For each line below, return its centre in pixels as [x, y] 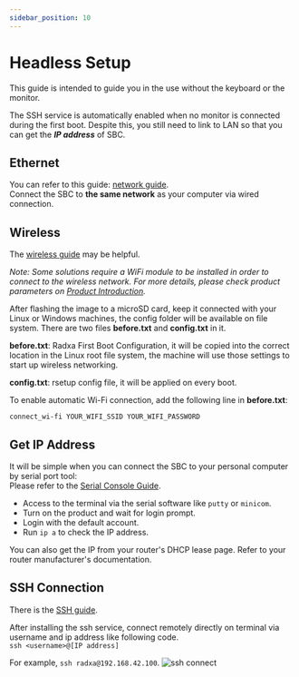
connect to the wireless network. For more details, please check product [145, 281]
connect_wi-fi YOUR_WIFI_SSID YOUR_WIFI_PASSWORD [105, 417]
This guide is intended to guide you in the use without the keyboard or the [147, 88]
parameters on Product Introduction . [78, 291]
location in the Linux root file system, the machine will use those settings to [149, 356]
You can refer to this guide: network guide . [89, 185]
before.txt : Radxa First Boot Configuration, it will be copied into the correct [149, 346]
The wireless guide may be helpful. [75, 254]
